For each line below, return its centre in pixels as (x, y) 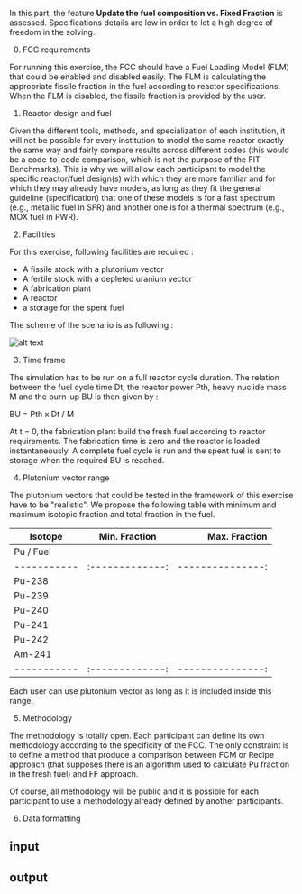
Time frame (44, 360)
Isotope (46, 537)
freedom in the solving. (52, 32)
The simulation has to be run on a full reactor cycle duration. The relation (144, 377)
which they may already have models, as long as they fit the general (136, 188)
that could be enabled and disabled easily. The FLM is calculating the (138, 77)
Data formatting (51, 818)
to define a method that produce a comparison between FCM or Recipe (142, 755)
